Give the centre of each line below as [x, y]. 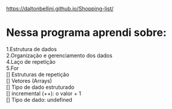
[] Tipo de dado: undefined [39, 99]
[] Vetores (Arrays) [29, 80]
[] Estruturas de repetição [38, 74]
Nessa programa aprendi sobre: [87, 33]
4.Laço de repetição [31, 61]
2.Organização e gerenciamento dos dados [59, 55]
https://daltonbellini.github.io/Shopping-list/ [60, 9]
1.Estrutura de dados [32, 49]
